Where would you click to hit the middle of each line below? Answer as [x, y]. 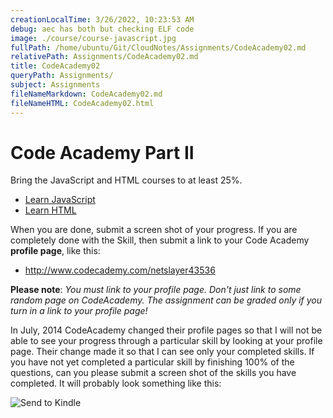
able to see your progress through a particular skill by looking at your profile [166, 341]
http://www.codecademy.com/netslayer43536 [120, 270]
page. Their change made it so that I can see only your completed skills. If [162, 352]
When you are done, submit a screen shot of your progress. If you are [154, 230]
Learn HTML [50, 210]
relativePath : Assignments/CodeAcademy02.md [104, 57]
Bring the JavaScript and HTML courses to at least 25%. [126, 180]
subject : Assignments [55, 85]
